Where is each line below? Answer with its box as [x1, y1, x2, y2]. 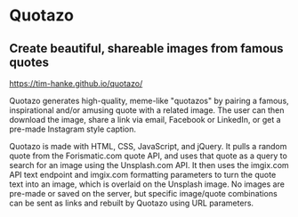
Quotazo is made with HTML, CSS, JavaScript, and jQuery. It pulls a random [9, 141, 287, 151]
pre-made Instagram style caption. [9, 124, 136, 134]
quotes [9, 54, 49, 69]
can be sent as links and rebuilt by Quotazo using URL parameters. [9, 197, 254, 208]
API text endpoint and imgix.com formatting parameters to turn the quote [9, 170, 277, 180]
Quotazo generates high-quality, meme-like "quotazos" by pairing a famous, [9, 95, 289, 106]
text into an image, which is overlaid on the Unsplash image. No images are [9, 179, 285, 189]
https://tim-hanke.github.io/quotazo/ [9, 78, 143, 89]
